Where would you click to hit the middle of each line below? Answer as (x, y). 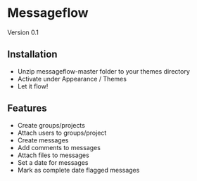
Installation (32, 54)
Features (27, 108)
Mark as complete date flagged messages (78, 170)
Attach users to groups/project (62, 133)
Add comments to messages (59, 147)
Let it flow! (33, 86)
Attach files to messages (53, 155)
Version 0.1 (23, 32)
